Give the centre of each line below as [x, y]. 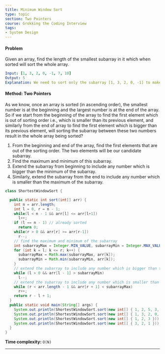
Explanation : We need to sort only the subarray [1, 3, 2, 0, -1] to [78, 82]
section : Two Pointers [28, 19]
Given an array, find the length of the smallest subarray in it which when [78, 59]
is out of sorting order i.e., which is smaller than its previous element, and [79, 120]
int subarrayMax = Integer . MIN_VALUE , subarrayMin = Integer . [79, 246]
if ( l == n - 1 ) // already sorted [50, 223]
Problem [14, 48]
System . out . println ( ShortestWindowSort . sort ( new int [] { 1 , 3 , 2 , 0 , [87, 314]
